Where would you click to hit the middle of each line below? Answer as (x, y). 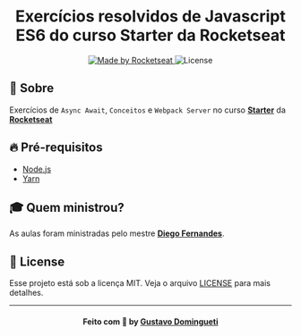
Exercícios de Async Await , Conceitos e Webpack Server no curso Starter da (148, 110)
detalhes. (26, 293)
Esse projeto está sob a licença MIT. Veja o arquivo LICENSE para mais (140, 283)
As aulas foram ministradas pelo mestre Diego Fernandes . (117, 233)
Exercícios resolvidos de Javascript (150, 17)
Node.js (37, 169)
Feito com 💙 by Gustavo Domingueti (150, 321)
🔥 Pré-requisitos (56, 148)
